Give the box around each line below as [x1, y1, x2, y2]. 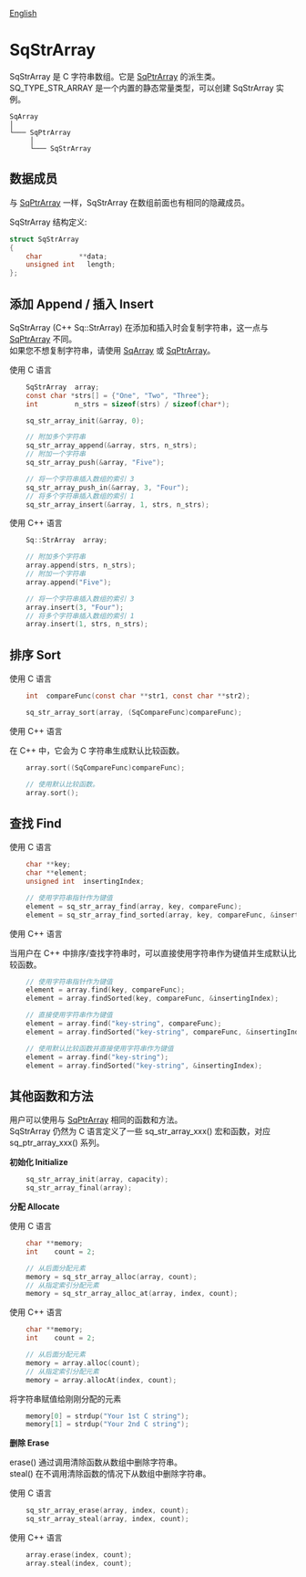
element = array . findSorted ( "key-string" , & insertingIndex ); [25, 1061, 262, 1070]
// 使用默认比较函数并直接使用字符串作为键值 [25, 1044, 174, 1053]
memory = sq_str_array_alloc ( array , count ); [25, 1272, 198, 1281]
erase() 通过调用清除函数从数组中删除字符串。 [9, 1456, 182, 1468]
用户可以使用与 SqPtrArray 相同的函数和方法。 [9, 1114, 183, 1126]
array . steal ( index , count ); [25, 1559, 132, 1568]
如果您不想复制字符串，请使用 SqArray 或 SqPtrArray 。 [9, 344, 216, 355]
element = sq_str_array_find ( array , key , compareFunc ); [25, 901, 243, 911]
